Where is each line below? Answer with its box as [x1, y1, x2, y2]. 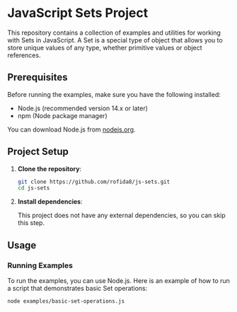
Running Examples [7, 260, 73, 270]
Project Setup [7, 146, 69, 158]
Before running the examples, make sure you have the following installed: [7, 90, 221, 98]
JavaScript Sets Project [7, 5, 149, 21]
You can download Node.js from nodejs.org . [7, 125, 136, 134]
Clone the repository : [17, 164, 82, 173]
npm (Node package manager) [17, 111, 108, 120]
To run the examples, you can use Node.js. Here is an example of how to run [7, 277, 230, 284]
